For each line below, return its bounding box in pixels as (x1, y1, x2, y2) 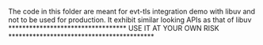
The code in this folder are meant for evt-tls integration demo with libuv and (8, 7, 256, 16)
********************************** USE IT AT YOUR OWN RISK (8, 24, 219, 32)
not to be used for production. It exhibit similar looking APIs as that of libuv (8, 15, 252, 24)
